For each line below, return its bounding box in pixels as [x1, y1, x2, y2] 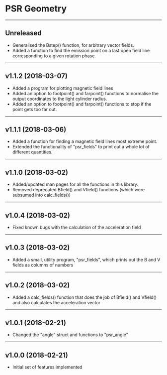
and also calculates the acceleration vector [12, 299, 101, 305]
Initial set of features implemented [12, 364, 83, 370]
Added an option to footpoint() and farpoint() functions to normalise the [12, 90, 159, 96]
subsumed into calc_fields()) [12, 192, 71, 198]
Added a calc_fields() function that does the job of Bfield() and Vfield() [12, 294, 157, 300]
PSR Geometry [5, 3, 67, 14]
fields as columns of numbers [12, 262, 74, 268]
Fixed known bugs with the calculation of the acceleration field [12, 225, 141, 230]
